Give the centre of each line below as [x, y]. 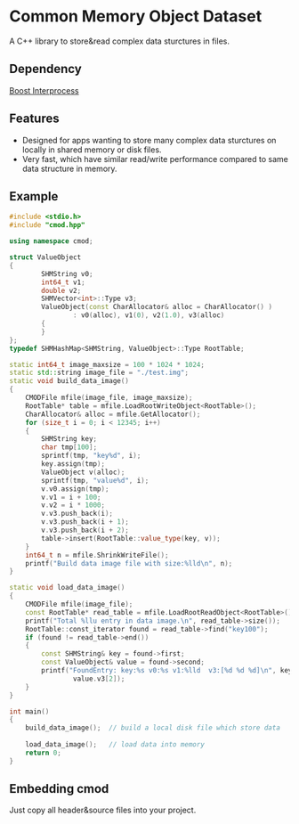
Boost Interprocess [44, 90]
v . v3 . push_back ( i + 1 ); [85, 522]
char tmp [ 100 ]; [69, 447]
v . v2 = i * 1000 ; [73, 505]
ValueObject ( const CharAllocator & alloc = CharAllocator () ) [157, 307]
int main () [29, 711]
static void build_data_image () [69, 381]
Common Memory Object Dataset [136, 16]
